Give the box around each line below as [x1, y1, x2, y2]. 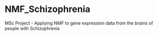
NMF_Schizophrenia [5, 3, 91, 15]
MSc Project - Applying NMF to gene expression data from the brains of [5, 20, 153, 26]
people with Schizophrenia [5, 25, 60, 31]
